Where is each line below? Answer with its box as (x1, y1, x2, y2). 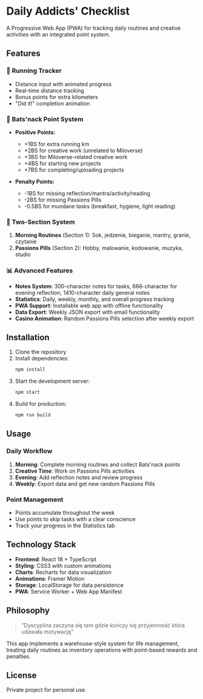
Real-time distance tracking (15, 87, 84, 94)
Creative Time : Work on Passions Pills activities (15, 467, 135, 474)
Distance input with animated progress (15, 80, 112, 87)
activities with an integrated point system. (6, 30, 111, 38)
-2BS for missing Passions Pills (24, 196, 102, 203)
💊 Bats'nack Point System (6, 115, 84, 123)
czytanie (15, 238, 37, 245)
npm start (15, 390, 41, 396)
